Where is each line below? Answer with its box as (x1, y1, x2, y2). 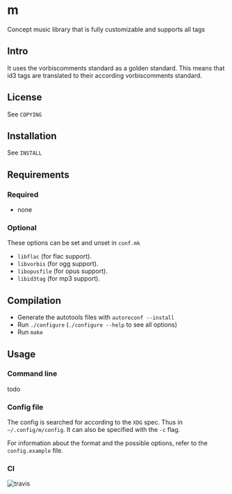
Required (7, 190, 39, 199)
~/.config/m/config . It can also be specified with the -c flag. (7, 426, 181, 434)
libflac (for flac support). (17, 252, 92, 261)
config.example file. (7, 447, 64, 455)
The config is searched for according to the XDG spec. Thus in (7, 418, 183, 426)
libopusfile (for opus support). (17, 267, 108, 275)
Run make (17, 328, 43, 337)
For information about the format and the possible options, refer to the (7, 439, 208, 447)
